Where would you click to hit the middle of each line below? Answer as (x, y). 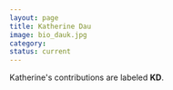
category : (28, 43)
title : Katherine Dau (51, 26)
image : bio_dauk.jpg (49, 35)
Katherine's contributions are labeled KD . (86, 77)
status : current (40, 52)
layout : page (34, 18)
